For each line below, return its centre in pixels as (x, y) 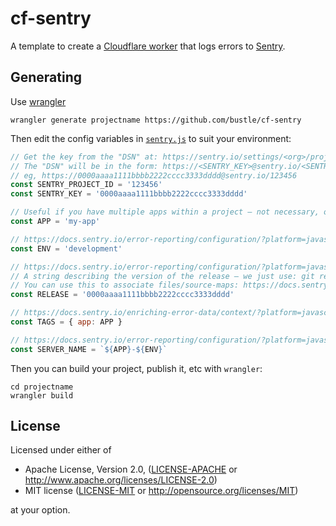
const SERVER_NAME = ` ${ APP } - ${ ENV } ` (89, 349)
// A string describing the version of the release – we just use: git (162, 276)
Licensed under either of (61, 450)
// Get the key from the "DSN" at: (84, 157)
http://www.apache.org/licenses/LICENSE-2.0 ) (121, 480)
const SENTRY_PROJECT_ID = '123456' (86, 185)
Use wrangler (38, 101)
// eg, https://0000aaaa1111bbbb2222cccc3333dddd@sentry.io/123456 (154, 175)
